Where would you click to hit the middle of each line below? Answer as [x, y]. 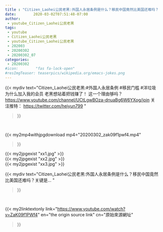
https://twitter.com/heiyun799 [53, 106]
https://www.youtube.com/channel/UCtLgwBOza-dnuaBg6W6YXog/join [77, 100]
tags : [10, 28]
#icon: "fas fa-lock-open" [40, 69]
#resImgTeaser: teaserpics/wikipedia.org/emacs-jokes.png [65, 73]
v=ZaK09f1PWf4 [21, 214]
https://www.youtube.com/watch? [91, 209]
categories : [17, 60]
